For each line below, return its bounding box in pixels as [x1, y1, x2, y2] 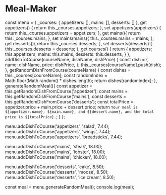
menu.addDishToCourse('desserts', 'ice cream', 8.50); [5, 174, 115, 180]
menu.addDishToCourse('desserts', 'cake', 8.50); [5, 164, 105, 170]
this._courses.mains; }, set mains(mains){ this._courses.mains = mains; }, [5, 35, 154, 41]
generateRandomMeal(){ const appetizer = [5, 83, 93, 89]
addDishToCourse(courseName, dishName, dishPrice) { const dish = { [5, 56, 148, 62]
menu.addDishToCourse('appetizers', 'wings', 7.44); [5, 128, 111, 134]
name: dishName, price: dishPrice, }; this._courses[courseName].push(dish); [5, 62, 162, 68]
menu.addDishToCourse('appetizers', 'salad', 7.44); [5, 123, 110, 129]
